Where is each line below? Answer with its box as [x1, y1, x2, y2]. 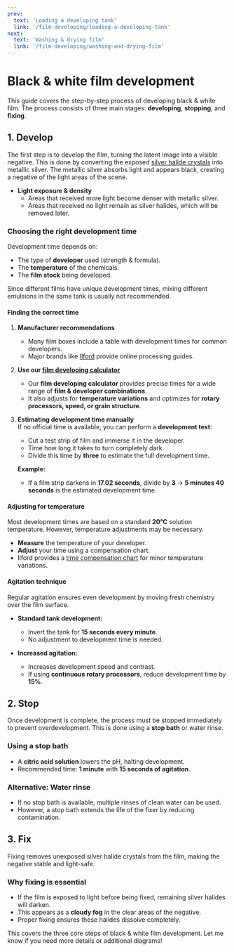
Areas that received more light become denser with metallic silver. [27, 194, 219, 202]
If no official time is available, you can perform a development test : [17, 423, 212, 431]
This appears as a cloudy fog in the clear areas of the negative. [17, 908, 202, 917]
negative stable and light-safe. [7, 859, 95, 868]
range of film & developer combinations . [27, 387, 147, 396]
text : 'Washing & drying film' [13, 37, 105, 44]
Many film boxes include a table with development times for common [27, 337, 228, 346]
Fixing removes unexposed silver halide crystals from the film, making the [7, 852, 220, 861]
